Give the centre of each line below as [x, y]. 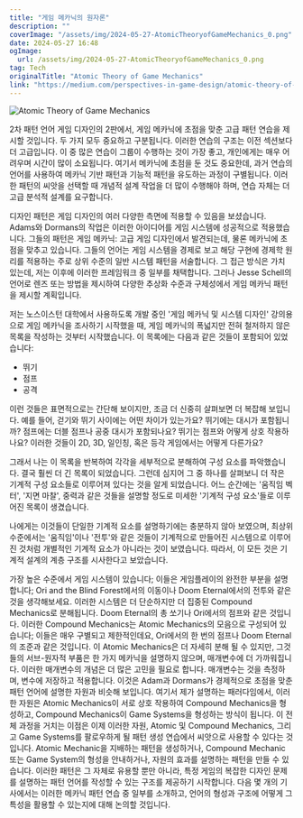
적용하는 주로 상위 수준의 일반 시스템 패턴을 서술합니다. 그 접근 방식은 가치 [156, 261]
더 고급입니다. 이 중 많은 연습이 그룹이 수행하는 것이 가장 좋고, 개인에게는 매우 [145, 152]
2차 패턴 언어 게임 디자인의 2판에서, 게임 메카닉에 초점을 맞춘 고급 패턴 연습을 [145, 129]
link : [19, 85]
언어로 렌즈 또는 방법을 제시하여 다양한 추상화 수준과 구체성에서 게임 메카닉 [141, 283]
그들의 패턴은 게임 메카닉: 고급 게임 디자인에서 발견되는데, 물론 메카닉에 [153, 238]
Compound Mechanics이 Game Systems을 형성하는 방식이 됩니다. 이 [160, 714]
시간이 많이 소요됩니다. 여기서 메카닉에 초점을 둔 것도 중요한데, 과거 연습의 [163, 162]
